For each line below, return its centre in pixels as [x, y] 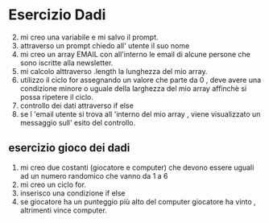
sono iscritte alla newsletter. [66, 63]
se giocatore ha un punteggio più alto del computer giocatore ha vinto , [138, 201]
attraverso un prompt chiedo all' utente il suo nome [105, 45]
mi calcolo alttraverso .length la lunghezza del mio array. [114, 71]
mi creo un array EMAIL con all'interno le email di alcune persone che [135, 54]
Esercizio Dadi [57, 15]
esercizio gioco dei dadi [69, 148]
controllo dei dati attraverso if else [77, 105]
